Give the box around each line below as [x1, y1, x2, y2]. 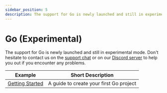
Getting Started [7, 80, 44, 87]
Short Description [71, 72, 114, 79]
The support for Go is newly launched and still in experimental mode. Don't [5, 49, 159, 55]
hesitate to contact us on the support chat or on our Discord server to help [5, 55, 158, 61]
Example [14, 72, 36, 79]
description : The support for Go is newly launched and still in [5, 12, 143, 17]
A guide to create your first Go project [48, 80, 137, 87]
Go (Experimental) [5, 33, 83, 45]
